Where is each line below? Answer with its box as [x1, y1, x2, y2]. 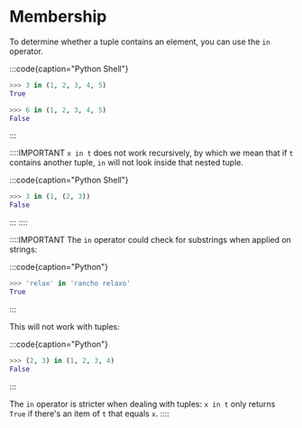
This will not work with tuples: [9, 321, 120, 331]
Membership [9, 6, 107, 27]
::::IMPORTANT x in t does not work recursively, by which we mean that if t [9, 147, 294, 159]
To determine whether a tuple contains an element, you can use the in [9, 36, 270, 47]
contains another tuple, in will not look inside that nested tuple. [9, 157, 243, 168]
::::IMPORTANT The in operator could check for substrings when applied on [9, 235, 291, 246]
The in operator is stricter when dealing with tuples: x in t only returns [9, 398, 276, 409]
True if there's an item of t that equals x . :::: [9, 408, 169, 419]
